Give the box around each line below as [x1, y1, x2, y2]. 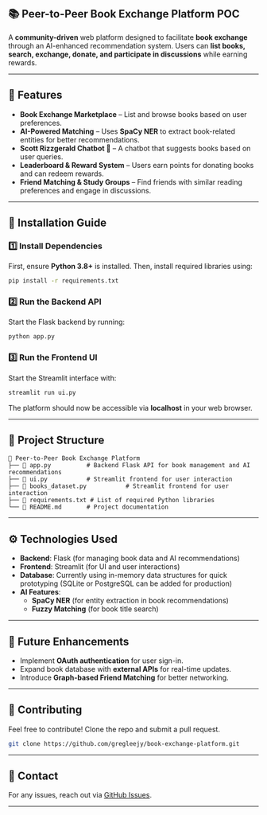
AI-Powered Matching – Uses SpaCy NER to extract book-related [19, 127, 236, 136]
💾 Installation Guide [8, 216, 107, 230]
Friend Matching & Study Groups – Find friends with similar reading [19, 177, 242, 186]
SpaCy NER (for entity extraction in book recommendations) [31, 596, 229, 606]
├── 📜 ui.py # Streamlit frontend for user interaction [8, 475, 233, 484]
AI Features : [19, 587, 61, 597]
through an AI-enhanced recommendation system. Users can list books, [8, 41, 246, 50]
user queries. [19, 151, 64, 162]
